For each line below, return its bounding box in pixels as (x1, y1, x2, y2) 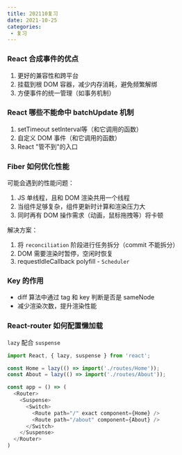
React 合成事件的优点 (7, 54, 78, 64)
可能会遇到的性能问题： (7, 179, 74, 187)
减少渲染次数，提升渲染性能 (17, 301, 97, 311)
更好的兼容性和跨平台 (17, 71, 78, 80)
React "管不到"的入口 (17, 142, 78, 151)
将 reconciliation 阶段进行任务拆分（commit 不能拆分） (17, 241, 179, 249)
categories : (7, 23, 42, 30)
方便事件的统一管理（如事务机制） (17, 89, 115, 97)
